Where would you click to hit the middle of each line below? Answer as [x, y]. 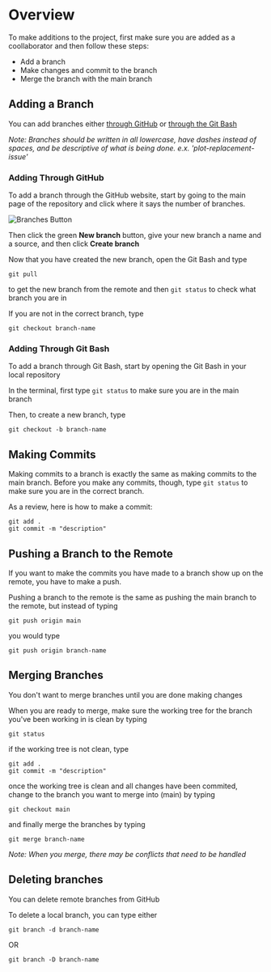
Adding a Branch [51, 104]
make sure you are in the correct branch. [76, 491]
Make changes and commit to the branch [89, 70]
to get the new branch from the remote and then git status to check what [132, 290]
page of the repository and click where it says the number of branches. [127, 204]
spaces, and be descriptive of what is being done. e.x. [99, 148]
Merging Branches [56, 675]
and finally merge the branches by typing [77, 824]
